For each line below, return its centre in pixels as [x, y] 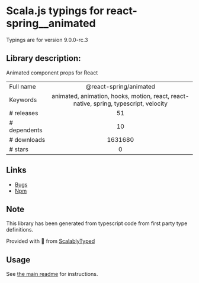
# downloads [27, 139]
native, [83, 103]
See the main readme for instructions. [52, 274]
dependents [26, 130]
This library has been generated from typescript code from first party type [97, 223]
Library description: [44, 58]
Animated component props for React [52, 73]
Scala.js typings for [55, 11]
